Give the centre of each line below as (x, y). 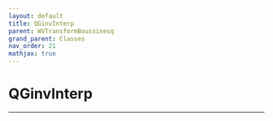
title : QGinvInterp (41, 24)
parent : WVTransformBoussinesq (61, 31)
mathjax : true (32, 54)
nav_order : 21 (32, 46)
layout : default (36, 16)
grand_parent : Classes (47, 39)
